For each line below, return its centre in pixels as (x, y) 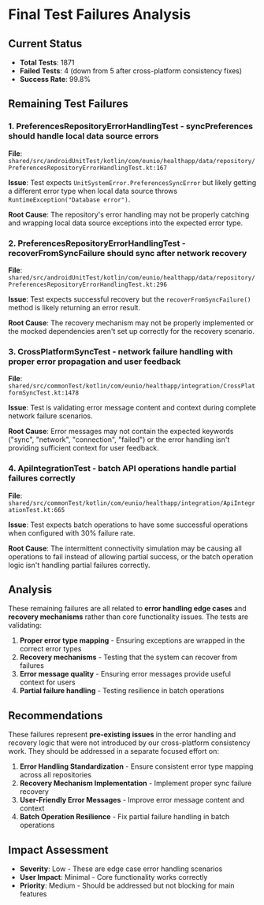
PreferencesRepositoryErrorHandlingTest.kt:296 (88, 284)
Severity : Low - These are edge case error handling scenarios (121, 869)
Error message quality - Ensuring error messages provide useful (125, 674)
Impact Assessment (58, 849)
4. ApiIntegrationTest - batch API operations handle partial (122, 469)
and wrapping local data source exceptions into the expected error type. (126, 223)
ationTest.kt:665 (37, 510)
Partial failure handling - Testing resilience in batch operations (122, 691)
